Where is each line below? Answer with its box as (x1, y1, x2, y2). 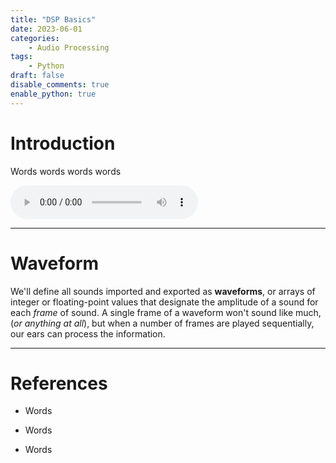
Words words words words (10, 165, 122, 177)
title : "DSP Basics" (10, 14, 97, 25)
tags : (10, 52, 33, 62)
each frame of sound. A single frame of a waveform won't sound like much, (10, 306, 322, 318)
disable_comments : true (10, 80, 110, 90)
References (10, 372, 108, 395)
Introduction (10, 132, 116, 155)
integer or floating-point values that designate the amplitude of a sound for (10, 296, 319, 308)
